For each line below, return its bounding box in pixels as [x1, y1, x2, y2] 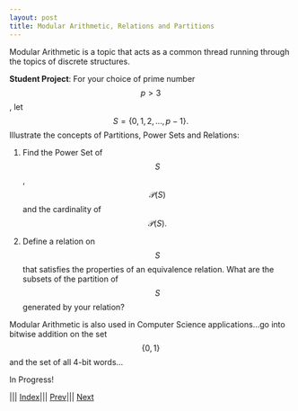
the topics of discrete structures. [9, 56, 130, 67]
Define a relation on [22, 236, 96, 246]
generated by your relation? [22, 301, 126, 312]
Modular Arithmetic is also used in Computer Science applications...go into [9, 318, 285, 329]
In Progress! [9, 374, 54, 385]
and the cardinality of [22, 203, 101, 214]
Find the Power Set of [22, 147, 103, 157]
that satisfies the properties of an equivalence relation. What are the [22, 264, 275, 274]
